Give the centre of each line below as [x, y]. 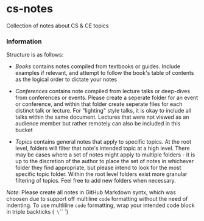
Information [24, 41]
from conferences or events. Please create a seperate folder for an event [107, 98]
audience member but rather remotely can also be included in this [98, 124]
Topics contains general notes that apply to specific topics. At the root [103, 142]
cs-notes [30, 9]
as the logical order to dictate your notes [66, 79]
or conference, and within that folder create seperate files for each [99, 104]
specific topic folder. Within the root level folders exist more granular [101, 174]
